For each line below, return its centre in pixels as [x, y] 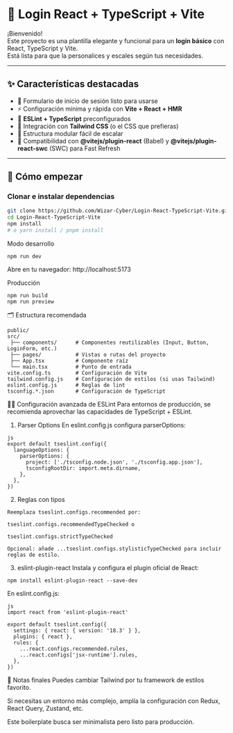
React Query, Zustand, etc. [45, 708]
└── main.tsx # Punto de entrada [71, 367]
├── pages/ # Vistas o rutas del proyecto [88, 354]
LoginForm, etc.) [32, 348]
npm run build [28, 295]
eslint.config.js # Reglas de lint [67, 385]
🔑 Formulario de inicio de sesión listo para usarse [87, 101]
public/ [18, 330]
